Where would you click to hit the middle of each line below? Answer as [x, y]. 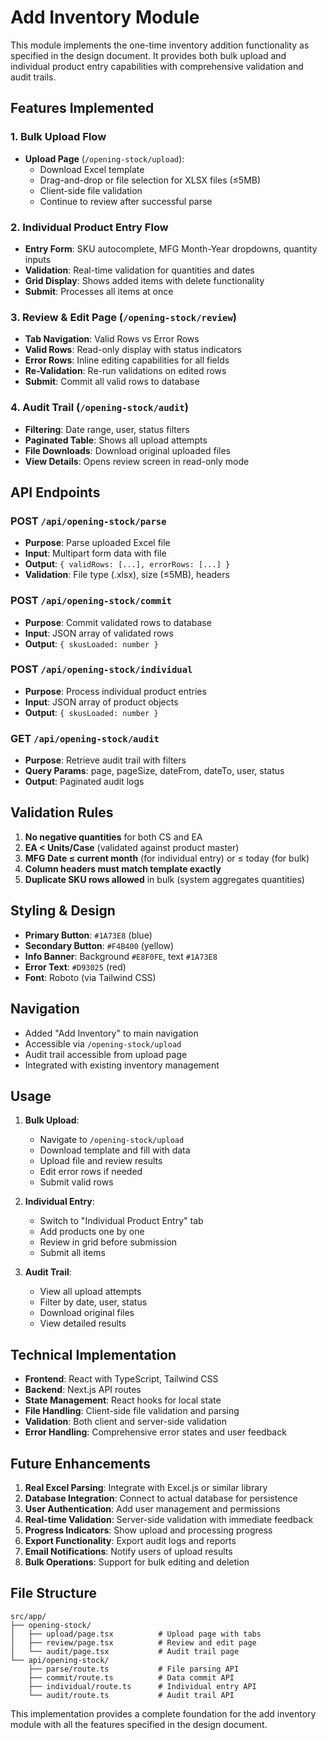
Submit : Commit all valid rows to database [112, 382]
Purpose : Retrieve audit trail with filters [105, 760]
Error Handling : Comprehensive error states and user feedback [155, 1432]
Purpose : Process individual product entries [115, 691]
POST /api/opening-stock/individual [101, 669]
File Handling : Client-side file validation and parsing [132, 1411]
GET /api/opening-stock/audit [85, 738]
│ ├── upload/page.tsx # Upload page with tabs [136, 1634]
